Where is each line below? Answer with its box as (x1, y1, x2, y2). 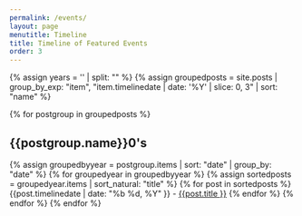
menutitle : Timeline (9, 30, 88, 39)
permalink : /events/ (9, 13, 88, 23)
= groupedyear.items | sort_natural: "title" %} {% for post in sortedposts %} (9, 178, 292, 189)
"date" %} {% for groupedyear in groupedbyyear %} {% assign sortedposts (9, 169, 292, 180)
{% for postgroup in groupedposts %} (9, 109, 151, 120)
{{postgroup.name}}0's (9, 135, 148, 151)
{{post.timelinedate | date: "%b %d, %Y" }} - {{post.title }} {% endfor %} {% (9, 188, 295, 199)
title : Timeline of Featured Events (9, 38, 148, 48)
